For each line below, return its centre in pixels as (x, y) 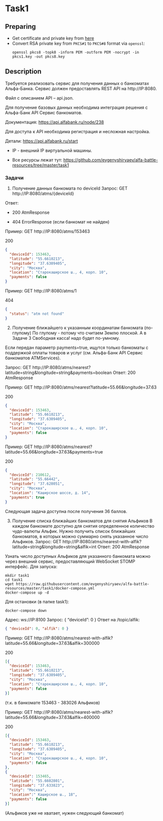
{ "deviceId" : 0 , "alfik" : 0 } (37, 628)
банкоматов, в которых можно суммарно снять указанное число (80, 536)
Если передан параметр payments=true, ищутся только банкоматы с (77, 348)
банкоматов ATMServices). (33, 358)
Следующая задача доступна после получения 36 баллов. (66, 511)
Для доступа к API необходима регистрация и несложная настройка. (78, 131)
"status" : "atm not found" (37, 314)
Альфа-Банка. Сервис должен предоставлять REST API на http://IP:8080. (81, 88)
